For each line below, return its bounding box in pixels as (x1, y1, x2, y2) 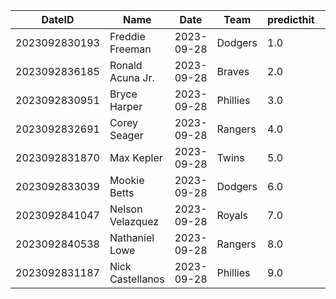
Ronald (109, 59, 143, 72)
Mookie (109, 174, 145, 187)
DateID (41, 13, 75, 26)
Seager (109, 129, 144, 142)
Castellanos (109, 272, 165, 286)
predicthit (267, 13, 315, 26)
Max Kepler (109, 151, 163, 164)
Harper (109, 100, 143, 113)
